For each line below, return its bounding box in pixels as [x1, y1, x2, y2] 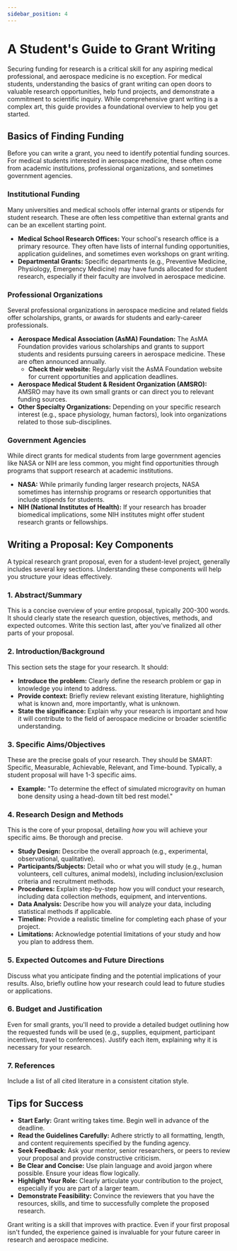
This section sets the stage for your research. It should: [7, 663, 168, 671]
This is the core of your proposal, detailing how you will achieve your [7, 826, 208, 834]
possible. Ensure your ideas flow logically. [17, 1169, 140, 1177]
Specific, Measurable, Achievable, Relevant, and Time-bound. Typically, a [7, 763, 222, 771]
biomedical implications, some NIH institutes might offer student [17, 510, 205, 519]
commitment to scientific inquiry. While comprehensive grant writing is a [7, 94, 218, 103]
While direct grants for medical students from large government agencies [7, 451, 221, 460]
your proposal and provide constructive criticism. [17, 1154, 161, 1162]
